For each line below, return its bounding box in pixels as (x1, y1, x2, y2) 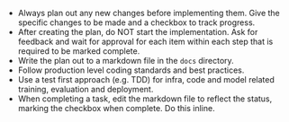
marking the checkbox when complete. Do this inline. (17, 103, 215, 113)
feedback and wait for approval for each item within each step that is (17, 36, 274, 47)
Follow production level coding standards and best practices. (17, 65, 245, 75)
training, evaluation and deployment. (17, 84, 154, 94)
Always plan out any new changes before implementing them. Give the (17, 8, 281, 18)
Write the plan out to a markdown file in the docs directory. (17, 56, 234, 65)
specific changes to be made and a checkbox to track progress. (17, 17, 256, 28)
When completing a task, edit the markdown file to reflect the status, (17, 93, 273, 104)
